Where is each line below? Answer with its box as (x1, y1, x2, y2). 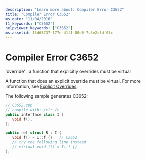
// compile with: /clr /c (5, 107, 59, 112)
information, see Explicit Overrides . (5, 83, 78, 89)
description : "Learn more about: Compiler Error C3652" (5, 7, 124, 12)
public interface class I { (5, 112, 64, 117)
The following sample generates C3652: (5, 93, 88, 99)
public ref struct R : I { (5, 130, 62, 135)
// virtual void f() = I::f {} (12, 144, 78, 149)
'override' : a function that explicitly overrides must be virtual (5, 68, 131, 74)
